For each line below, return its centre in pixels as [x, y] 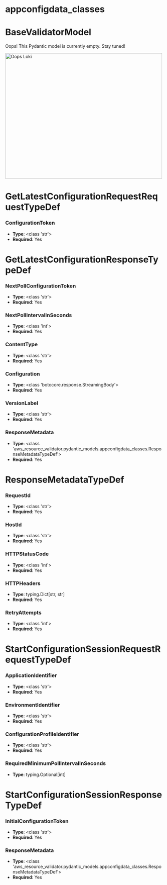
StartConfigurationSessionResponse [83, 795]
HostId [14, 525]
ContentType [22, 344]
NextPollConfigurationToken [41, 286]
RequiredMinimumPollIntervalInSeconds [56, 763]
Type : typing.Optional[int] [39, 774]
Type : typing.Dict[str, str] [39, 594]
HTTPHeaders [23, 583]
